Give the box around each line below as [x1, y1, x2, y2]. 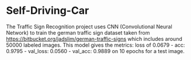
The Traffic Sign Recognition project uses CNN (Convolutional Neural [6, 23, 172, 30]
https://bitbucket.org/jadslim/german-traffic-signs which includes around [6, 35, 182, 42]
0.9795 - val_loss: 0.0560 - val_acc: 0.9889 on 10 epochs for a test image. [6, 47, 185, 54]
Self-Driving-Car [6, 4, 89, 17]
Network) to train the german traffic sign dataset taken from [6, 29, 150, 36]
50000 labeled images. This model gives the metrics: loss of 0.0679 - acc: [6, 42, 185, 48]
